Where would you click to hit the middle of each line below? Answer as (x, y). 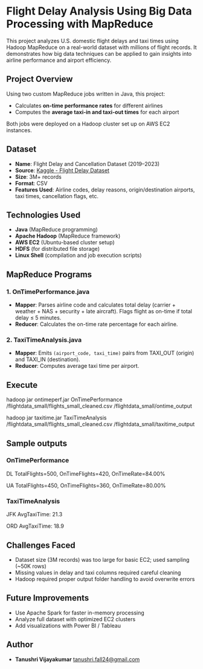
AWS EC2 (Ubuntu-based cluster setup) (65, 242)
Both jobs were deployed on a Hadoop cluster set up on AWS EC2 (88, 124)
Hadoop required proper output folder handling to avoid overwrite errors (105, 579)
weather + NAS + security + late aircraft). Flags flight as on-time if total (103, 311)
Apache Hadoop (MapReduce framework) (68, 236)
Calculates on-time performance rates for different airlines (89, 105)
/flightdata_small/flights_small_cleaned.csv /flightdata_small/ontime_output (99, 406)
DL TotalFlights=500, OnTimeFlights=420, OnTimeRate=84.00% (86, 473)
